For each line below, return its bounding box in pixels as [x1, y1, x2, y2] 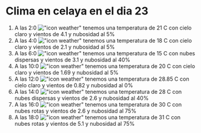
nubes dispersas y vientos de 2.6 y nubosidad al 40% [14, 94, 149, 102]
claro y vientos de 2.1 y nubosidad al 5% [14, 43, 116, 51]
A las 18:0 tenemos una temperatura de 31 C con [14, 113, 181, 121]
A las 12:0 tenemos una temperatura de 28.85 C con [14, 75, 189, 82]
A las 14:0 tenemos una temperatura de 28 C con [14, 88, 182, 95]
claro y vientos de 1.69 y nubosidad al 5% [14, 69, 119, 76]
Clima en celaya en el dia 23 [5, 4, 149, 18]
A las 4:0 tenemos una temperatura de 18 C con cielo [14, 37, 192, 44]
